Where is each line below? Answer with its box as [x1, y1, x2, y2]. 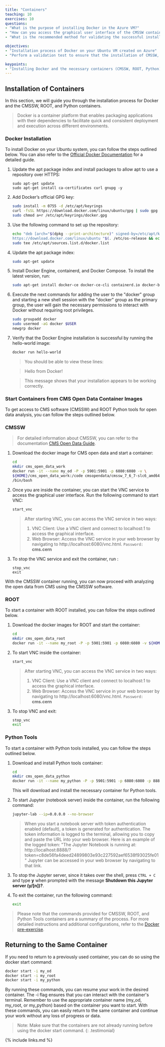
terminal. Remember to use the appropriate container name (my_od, [5, 997, 142, 1003]
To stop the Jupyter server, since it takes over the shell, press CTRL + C [12, 872, 156, 878]
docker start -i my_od [5, 969, 52, 974]
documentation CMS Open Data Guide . [17, 440, 96, 446]
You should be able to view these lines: [24, 359, 104, 364]
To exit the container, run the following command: [12, 892, 113, 898]
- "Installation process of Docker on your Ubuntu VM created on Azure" [5, 48, 157, 53]
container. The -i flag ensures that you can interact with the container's [5, 992, 149, 998]
